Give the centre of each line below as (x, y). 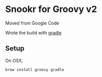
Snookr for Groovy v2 (51, 9)
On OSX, (14, 60)
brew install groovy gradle (35, 69)
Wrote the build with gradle (33, 32)
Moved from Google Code (32, 23)
